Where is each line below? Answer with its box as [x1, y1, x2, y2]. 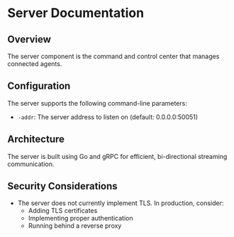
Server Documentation [7, 5, 144, 21]
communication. [7, 160, 55, 168]
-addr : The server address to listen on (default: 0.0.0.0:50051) [17, 112, 199, 121]
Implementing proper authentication [28, 214, 133, 223]
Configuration [7, 80, 71, 92]
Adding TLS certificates [28, 206, 98, 215]
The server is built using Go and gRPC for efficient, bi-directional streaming [7, 152, 228, 160]
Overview [7, 33, 52, 45]
